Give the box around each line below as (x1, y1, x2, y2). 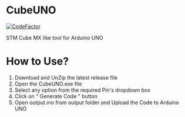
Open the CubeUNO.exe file (14, 80, 82, 87)
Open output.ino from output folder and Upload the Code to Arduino (14, 99, 179, 106)
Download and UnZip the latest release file (14, 74, 118, 81)
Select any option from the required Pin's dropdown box (14, 86, 151, 94)
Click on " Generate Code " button (14, 92, 98, 99)
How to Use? (6, 55, 69, 68)
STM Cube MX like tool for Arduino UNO (6, 34, 104, 41)
